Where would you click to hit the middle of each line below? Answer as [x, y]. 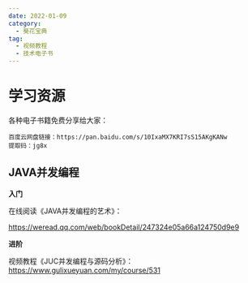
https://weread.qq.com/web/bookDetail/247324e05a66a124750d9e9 [124, 227]
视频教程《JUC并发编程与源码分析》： [71, 261]
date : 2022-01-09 [38, 16]
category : [25, 24]
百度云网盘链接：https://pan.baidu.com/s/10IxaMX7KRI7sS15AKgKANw [118, 137]
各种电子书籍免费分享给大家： [58, 120]
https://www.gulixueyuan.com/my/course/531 [84, 270]
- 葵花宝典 [32, 31]
